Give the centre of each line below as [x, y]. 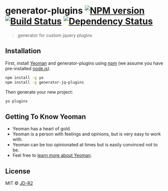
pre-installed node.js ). [28, 68]
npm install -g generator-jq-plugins [45, 82]
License [18, 171]
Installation [23, 51]
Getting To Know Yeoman [46, 117]
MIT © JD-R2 [19, 183]
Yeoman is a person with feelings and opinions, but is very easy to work [87, 134]
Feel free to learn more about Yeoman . [52, 155]
